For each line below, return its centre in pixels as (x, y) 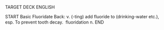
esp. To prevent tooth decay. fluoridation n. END (55, 22)
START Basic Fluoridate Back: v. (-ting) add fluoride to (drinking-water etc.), (82, 16)
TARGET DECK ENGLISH (30, 7)
